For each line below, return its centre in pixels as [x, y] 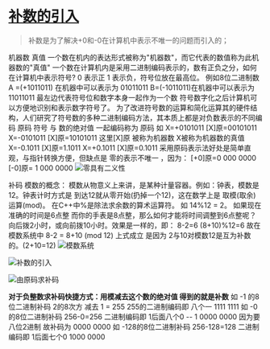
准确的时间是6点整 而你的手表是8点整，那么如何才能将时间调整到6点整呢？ [132, 215]
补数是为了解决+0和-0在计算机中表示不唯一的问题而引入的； [129, 40]
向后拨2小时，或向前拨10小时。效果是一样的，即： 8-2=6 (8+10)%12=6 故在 [135, 225]
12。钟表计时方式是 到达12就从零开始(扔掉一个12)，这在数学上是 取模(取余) [132, 195]
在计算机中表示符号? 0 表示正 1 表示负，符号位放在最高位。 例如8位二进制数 [134, 77]
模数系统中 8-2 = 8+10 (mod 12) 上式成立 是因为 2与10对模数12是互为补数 [130, 235]
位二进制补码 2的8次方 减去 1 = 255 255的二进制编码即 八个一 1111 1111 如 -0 [133, 306]
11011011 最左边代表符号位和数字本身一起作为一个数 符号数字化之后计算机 [129, 97]
